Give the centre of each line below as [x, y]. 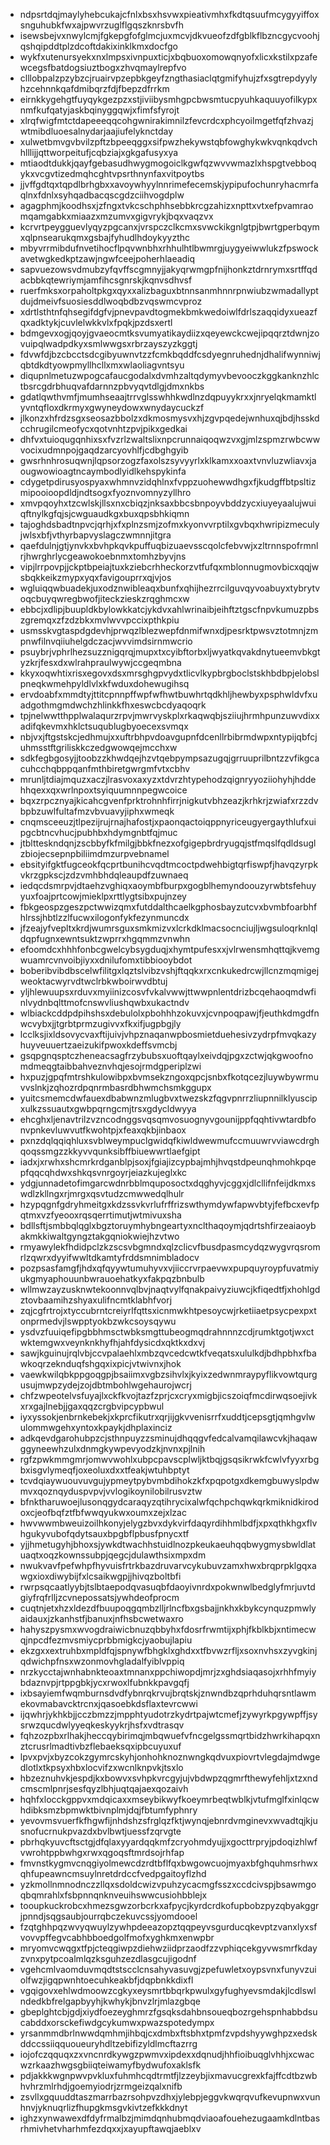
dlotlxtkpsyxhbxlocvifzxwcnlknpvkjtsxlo [101, 1767]
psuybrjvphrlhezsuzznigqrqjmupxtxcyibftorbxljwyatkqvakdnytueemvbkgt [170, 652]
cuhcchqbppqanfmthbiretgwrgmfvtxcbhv [105, 768]
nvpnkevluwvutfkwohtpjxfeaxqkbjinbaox [103, 1130]
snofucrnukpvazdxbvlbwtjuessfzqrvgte [100, 1831]
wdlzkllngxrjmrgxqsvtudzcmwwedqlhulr [102, 1193]
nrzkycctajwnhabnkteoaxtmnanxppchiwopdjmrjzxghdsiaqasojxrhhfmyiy [168, 1672]
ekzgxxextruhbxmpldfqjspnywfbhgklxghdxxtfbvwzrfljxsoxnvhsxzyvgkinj [168, 1650]
